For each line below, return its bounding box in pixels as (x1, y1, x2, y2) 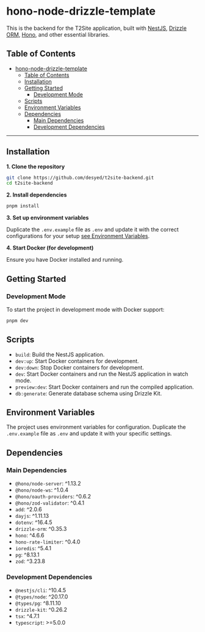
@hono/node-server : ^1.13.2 (15, 480, 81, 487)
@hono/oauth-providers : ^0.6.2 (15, 493, 92, 500)
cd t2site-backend (6, 180, 53, 187)
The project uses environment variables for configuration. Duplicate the (6, 423, 186, 431)
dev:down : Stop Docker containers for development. (15, 364, 145, 371)
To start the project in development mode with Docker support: (6, 306, 165, 313)
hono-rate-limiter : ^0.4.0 (15, 538, 81, 545)
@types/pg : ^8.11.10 (15, 600, 61, 607)
